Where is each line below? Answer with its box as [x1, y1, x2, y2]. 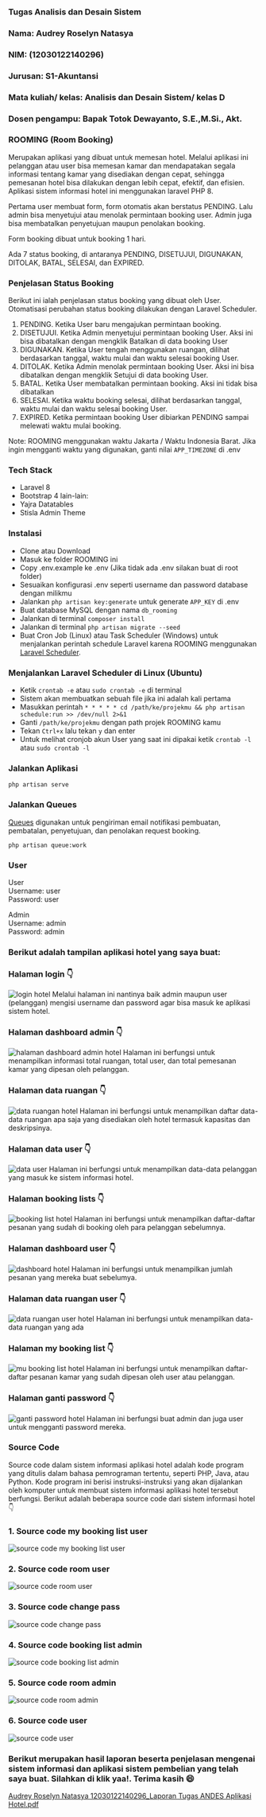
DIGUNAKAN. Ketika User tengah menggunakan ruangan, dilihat [19, 345, 230, 355]
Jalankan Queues [8, 799, 77, 810]
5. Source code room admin [8, 1677, 117, 1688]
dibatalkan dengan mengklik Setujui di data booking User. [19, 371, 209, 380]
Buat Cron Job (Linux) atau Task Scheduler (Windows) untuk [19, 631, 218, 640]
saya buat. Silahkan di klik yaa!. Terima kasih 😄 [8, 1772, 195, 1784]
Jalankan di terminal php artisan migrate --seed [19, 622, 181, 631]
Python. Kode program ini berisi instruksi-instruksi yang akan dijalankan [8, 1477, 243, 1486]
